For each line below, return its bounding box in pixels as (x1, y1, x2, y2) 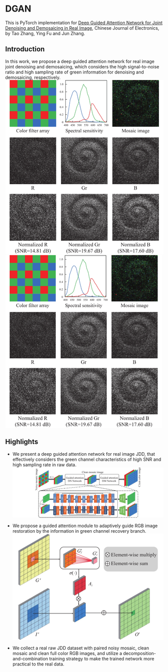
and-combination (12, 655, 49, 661)
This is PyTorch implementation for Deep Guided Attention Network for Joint (5, 20, 163, 26)
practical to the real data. (12, 661, 65, 667)
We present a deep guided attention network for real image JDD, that (12, 451, 155, 457)
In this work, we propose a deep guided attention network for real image (5, 58, 154, 64)
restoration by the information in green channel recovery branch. (12, 528, 146, 534)
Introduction (5, 45, 45, 53)
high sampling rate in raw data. (12, 461, 77, 468)
